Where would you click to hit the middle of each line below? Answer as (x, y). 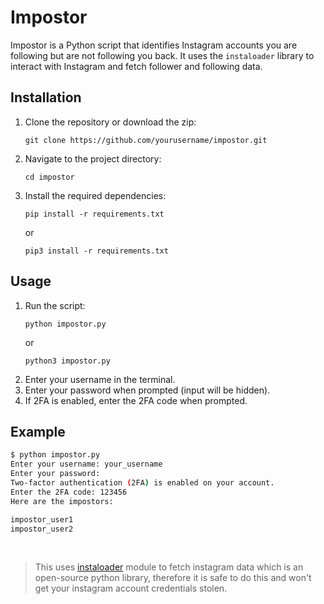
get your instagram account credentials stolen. (131, 588)
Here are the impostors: (62, 501)
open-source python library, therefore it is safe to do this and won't (173, 578)
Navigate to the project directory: (93, 158)
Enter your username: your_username (86, 464)
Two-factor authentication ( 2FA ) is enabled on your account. (142, 483)
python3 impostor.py (67, 361)
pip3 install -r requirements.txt (96, 251)
